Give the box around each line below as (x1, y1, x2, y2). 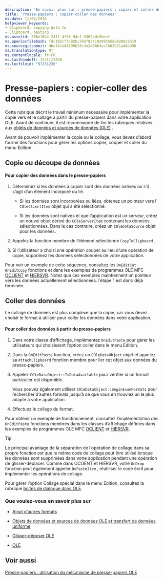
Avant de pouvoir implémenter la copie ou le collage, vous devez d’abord (5, 134, 151, 140)
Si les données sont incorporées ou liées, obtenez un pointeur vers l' (19, 198, 158, 204)
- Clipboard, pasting (5, 30, 49, 35)
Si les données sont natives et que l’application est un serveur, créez (19, 213, 158, 218)
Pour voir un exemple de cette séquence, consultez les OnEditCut (5, 262, 137, 268)
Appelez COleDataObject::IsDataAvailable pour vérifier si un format (12, 371, 149, 377)
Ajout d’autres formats (12, 509, 57, 515)
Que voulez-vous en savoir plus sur (5, 497, 91, 504)
